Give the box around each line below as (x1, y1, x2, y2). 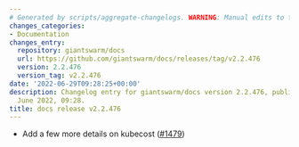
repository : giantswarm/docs (17, 46, 125, 55)
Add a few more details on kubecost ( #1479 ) (21, 128, 185, 139)
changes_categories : (9, 21, 86, 30)
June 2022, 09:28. (17, 95, 86, 105)
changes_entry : (9, 37, 66, 47)
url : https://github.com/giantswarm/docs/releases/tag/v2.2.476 (17, 54, 261, 63)
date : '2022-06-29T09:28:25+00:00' (9, 79, 141, 88)
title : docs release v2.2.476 (9, 104, 122, 113)
